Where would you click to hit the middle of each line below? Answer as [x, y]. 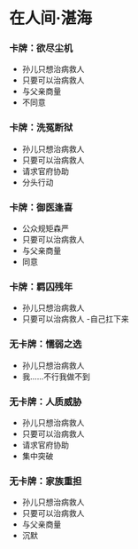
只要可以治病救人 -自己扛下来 [76, 319]
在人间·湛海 [51, 18]
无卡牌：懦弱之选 [46, 345]
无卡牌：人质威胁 [46, 402]
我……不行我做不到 [56, 376]
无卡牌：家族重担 [46, 481]
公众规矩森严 [45, 228]
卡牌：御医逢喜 [41, 207]
